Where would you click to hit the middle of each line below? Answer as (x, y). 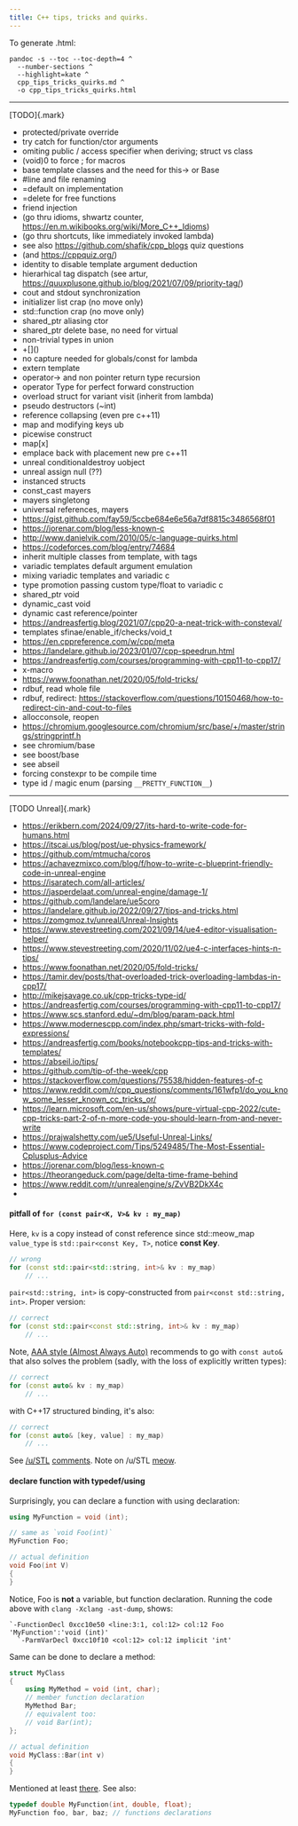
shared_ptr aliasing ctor (65, 320)
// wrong (25, 1259)
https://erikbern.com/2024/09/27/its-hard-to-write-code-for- (134, 826)
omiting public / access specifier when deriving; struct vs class (137, 151)
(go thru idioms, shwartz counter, (83, 217)
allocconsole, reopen (60, 716)
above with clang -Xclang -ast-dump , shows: (91, 1609)
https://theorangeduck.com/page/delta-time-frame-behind (130, 1174)
